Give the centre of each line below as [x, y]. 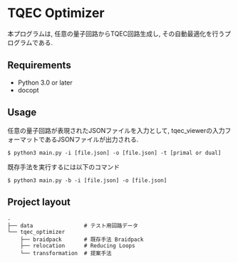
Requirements [39, 65]
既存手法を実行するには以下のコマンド [63, 167]
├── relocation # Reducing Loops [78, 246]
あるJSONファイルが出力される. [92, 139]
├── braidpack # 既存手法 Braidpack [82, 240]
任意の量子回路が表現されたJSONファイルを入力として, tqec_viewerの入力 [117, 130]
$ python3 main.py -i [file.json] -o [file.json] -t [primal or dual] [114, 153]
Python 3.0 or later [45, 82]
